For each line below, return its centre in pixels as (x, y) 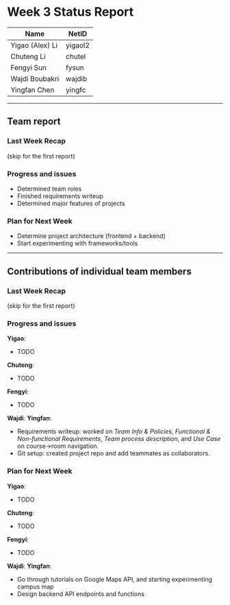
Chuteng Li (28, 56)
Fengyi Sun (28, 67)
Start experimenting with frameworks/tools (77, 244)
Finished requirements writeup (60, 195)
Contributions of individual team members (99, 271)
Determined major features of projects (71, 203)
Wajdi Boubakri (35, 78)
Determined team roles (49, 189)
